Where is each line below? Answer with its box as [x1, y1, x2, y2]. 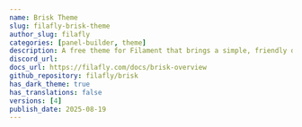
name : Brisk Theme [9, 13, 78, 22]
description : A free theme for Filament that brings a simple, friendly [9, 47, 288, 55]
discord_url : [9, 55, 58, 63]
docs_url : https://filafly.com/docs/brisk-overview [9, 63, 207, 72]
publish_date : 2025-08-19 [9, 105, 106, 114]
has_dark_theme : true [9, 80, 91, 89]
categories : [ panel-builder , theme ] [9, 38, 147, 47]
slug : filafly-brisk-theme [9, 21, 111, 30]
